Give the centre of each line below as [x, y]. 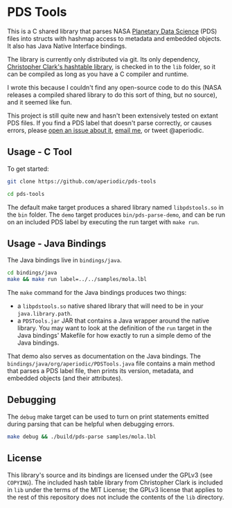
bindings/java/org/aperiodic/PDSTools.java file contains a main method [111, 363]
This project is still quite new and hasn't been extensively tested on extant [113, 116]
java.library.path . [45, 314]
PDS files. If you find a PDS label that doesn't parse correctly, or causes [110, 123]
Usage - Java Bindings [57, 243]
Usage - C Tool [40, 152]
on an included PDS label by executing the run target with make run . [103, 221]
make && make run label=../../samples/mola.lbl [77, 280]
